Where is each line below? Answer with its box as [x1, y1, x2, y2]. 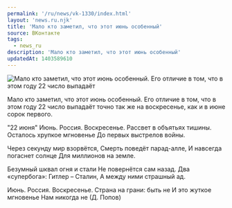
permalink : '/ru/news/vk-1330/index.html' [7, 10, 132, 17]
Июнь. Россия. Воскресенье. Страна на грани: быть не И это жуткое [7, 185, 212, 194]
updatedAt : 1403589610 [7, 55, 73, 62]
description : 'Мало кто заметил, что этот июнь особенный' [7, 49, 181, 56]
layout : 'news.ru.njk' [7, 17, 73, 24]
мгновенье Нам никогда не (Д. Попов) [7, 193, 121, 201]
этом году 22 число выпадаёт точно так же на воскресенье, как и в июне [7, 102, 226, 111]
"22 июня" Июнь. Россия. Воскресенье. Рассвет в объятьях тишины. [7, 123, 212, 132]
